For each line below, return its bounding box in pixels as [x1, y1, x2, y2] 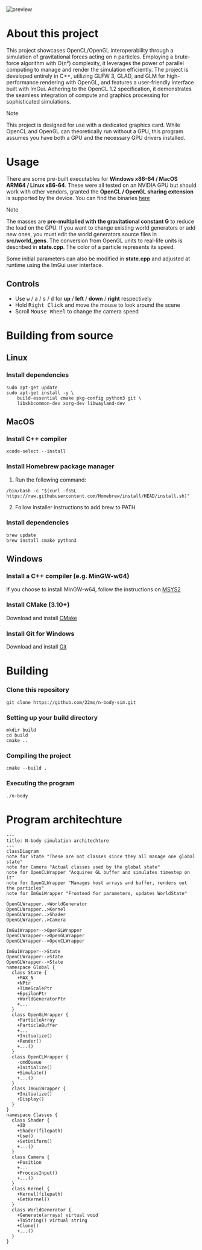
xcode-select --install [6, 448, 66, 454]
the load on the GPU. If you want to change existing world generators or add [6, 224, 196, 231]
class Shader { [11, 1117, 50, 1123]
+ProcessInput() [17, 1170, 58, 1176]
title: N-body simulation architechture [6, 838, 110, 844]
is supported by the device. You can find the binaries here [6, 194, 151, 201]
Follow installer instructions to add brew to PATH [14, 503, 136, 510]
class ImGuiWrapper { [11, 1085, 66, 1092]
